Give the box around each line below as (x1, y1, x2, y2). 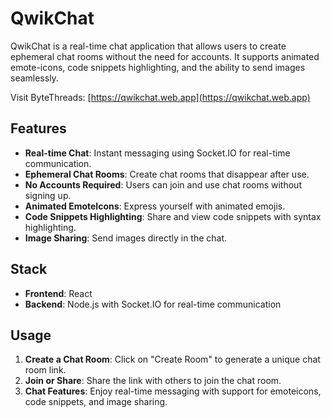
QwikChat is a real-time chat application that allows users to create (10, 40, 287, 52)
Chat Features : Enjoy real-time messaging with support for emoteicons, (24, 385, 322, 397)
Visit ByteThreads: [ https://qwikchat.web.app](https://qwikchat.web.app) (10, 91, 311, 103)
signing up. (24, 189, 72, 201)
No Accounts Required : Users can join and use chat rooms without (24, 178, 302, 191)
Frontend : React (24, 287, 93, 299)
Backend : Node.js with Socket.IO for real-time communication (24, 298, 282, 310)
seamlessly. (10, 72, 59, 84)
